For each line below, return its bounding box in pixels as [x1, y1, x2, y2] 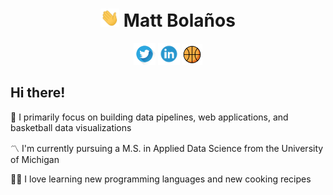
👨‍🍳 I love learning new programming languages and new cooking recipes [10, 173, 312, 185]
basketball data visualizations [10, 121, 132, 133]
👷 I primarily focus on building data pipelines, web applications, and [10, 111, 289, 123]
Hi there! [10, 84, 66, 102]
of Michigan [10, 153, 60, 165]
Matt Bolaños [123, 9, 236, 32]
